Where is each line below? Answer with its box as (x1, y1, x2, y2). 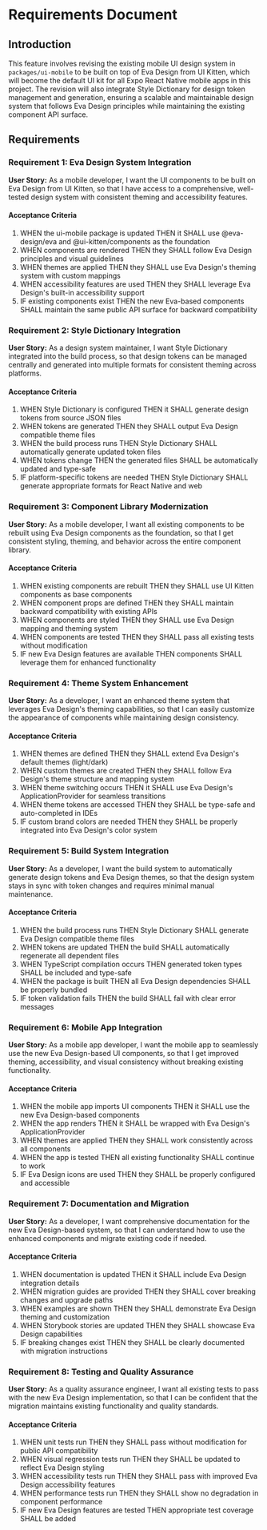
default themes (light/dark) (19, 757, 109, 767)
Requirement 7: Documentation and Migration (8, 1199, 189, 1210)
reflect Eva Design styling (19, 1463, 105, 1472)
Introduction (8, 38, 72, 51)
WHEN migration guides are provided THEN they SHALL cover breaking (19, 1287, 256, 1296)
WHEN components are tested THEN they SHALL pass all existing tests (19, 632, 254, 641)
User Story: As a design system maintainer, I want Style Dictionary (8, 343, 228, 353)
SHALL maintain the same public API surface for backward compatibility (19, 304, 257, 314)
